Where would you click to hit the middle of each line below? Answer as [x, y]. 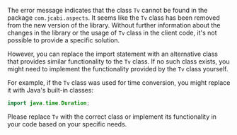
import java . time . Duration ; [49, 103]
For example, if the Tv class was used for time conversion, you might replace [119, 83]
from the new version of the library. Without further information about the [114, 25]
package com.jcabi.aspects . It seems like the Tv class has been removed [114, 18]
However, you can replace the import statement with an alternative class [112, 54]
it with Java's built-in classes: [51, 90]
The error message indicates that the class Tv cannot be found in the [108, 10]
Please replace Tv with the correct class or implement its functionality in [112, 117]
